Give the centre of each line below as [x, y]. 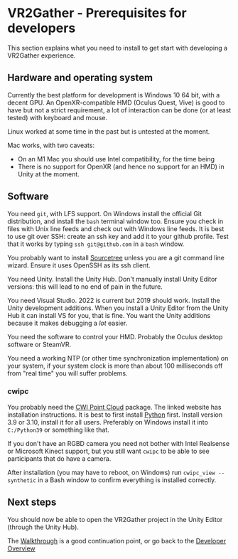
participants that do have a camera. [59, 458]
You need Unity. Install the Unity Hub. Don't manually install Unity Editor [113, 279]
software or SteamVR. [39, 344]
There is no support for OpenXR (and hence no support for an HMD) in [121, 166]
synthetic [22, 480]
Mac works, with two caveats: [51, 145]
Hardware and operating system [80, 78]
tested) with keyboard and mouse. [58, 117]
